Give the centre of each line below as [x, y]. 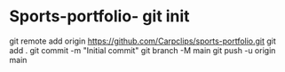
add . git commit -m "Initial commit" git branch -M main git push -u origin [142, 50]
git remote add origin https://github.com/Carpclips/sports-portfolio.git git [143, 41]
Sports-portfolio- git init [99, 16]
